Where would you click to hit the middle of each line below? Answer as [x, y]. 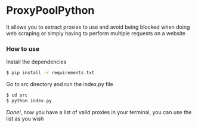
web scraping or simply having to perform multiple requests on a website [96, 33]
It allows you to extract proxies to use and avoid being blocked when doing [98, 27]
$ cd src [17, 95]
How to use [23, 48]
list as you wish [25, 118]
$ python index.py [29, 100]
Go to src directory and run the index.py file [60, 84]
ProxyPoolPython [50, 10]
